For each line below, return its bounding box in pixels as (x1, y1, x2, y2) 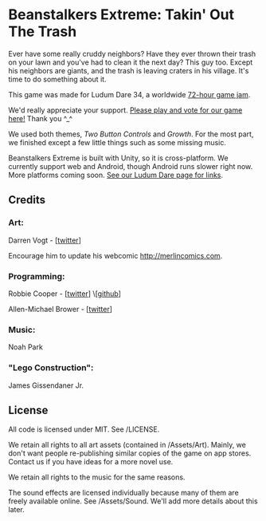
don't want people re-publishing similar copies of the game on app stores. (8, 448, 252, 458)
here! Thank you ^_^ (8, 113, 73, 123)
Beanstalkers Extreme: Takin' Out (8, 6, 235, 24)
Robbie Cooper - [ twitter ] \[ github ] (8, 289, 122, 298)
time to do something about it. (8, 74, 107, 84)
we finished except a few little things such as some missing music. (8, 137, 227, 147)
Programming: (8, 270, 65, 282)
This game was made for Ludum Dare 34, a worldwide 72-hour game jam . (8, 89, 251, 99)
